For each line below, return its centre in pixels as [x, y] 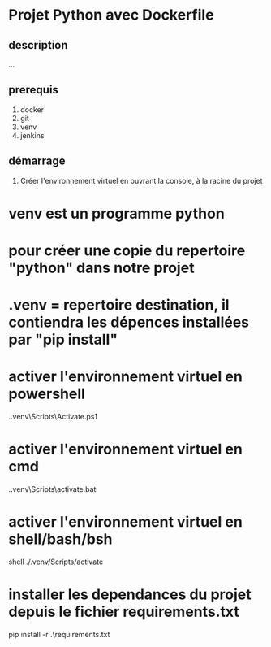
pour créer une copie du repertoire [127, 250]
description [38, 45]
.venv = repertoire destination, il [119, 305]
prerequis [34, 90]
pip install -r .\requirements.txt [59, 634]
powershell [47, 394]
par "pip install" [63, 340]
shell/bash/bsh [60, 539]
